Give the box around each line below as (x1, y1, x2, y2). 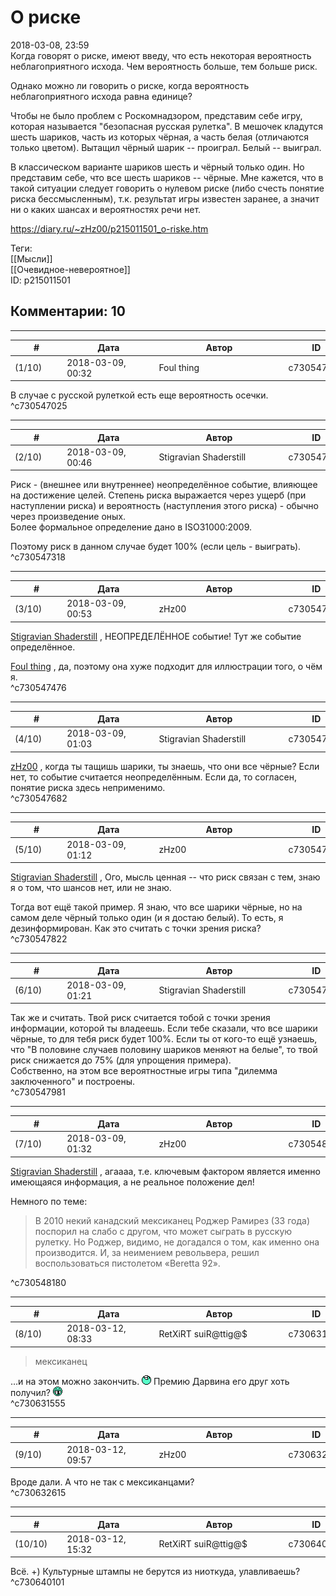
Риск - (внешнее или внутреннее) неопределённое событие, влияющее (10, 479, 318, 491)
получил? (10, 1386, 51, 1398)
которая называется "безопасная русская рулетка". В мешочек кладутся (10, 120, 323, 132)
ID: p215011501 (10, 274, 71, 286)
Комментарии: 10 (10, 303, 127, 320)
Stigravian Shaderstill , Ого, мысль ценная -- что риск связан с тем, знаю (10, 871, 321, 883)
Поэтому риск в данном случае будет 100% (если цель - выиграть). (10, 541, 302, 553)
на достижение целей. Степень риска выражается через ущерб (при (10, 489, 307, 501)
